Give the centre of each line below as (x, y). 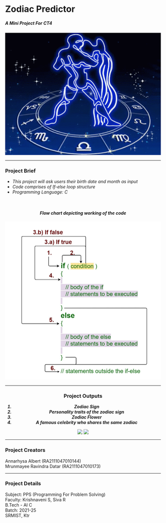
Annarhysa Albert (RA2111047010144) (43, 461)
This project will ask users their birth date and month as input (75, 182)
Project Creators (25, 450)
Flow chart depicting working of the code (83, 213)
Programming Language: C (40, 192)
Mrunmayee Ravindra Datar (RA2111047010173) (53, 466)
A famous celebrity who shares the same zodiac (87, 423)
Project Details (23, 483)
